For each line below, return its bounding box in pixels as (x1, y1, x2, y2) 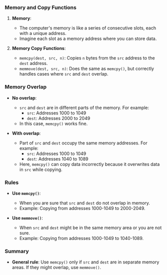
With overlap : (11, 130, 41, 136)
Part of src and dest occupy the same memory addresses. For (19, 139, 148, 146)
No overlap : (11, 94, 37, 101)
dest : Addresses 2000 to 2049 (26, 115, 90, 121)
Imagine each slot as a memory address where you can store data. (19, 35, 157, 41)
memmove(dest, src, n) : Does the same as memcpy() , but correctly (19, 65, 154, 71)
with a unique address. (19, 30, 66, 36)
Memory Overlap (4, 83, 47, 90)
